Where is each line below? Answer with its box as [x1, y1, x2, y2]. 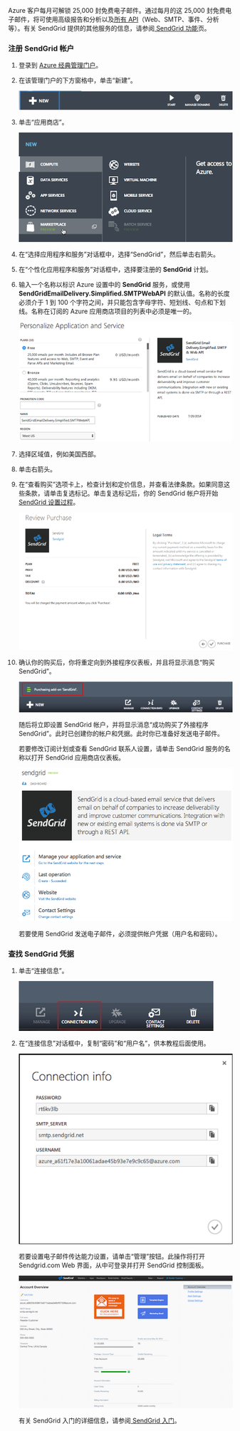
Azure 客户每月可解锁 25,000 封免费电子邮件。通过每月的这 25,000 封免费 [8, 6, 226, 14]
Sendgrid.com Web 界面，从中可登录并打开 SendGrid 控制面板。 [18, 1261, 208, 1269]
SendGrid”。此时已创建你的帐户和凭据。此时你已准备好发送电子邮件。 [18, 729, 224, 738]
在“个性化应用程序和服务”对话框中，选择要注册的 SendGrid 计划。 [18, 265, 212, 273]
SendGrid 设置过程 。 [18, 498, 80, 506]
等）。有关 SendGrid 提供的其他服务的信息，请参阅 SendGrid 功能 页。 [8, 24, 211, 32]
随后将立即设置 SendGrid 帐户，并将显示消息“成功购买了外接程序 [18, 720, 209, 729]
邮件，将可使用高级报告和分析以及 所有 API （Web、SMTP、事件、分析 [14, 15, 219, 23]
